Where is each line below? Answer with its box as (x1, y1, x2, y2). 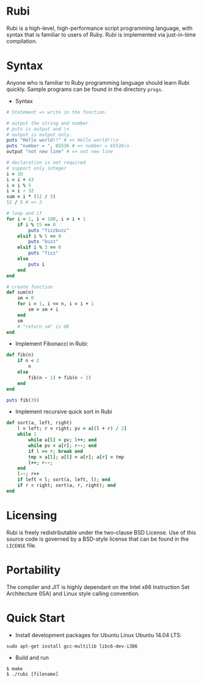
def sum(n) (6, 289, 34, 295)
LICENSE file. (6, 541, 37, 549)
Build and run (15, 654, 49, 661)
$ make (6, 665, 23, 672)
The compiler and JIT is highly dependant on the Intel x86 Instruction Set (6, 583, 190, 590)
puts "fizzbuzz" (28, 227, 70, 233)
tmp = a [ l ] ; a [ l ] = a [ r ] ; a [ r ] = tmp (28, 454, 124, 460)
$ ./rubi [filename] (6, 671, 59, 677)
